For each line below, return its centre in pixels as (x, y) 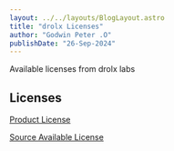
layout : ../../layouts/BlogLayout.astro (87, 18)
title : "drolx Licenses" (56, 26)
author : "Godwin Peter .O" (61, 35)
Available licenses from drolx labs (72, 69)
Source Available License (57, 137)
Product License (40, 120)
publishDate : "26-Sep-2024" (63, 43)
